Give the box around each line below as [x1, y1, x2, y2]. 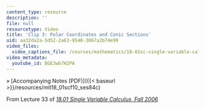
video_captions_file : [12, 49, 67, 55]
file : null [6, 20, 34, 26]
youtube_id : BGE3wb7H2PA [12, 60, 75, 66]
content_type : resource [6, 9, 67, 15]
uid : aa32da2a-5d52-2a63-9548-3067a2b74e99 [6, 37, 119, 43]
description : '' [6, 15, 48, 21]
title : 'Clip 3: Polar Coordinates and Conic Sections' [6, 32, 151, 38]
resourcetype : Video [6, 26, 59, 32]
